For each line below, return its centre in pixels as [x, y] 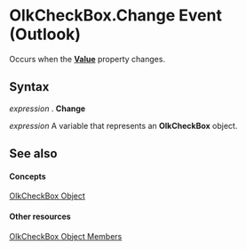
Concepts [28, 176]
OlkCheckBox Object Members [66, 236]
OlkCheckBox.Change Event [115, 16]
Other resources [40, 216]
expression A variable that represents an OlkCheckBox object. [123, 125]
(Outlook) [45, 34]
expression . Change [48, 109]
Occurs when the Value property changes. [87, 59]
